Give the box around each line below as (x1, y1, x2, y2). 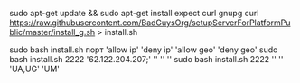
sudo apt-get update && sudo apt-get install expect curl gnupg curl (9, 8, 259, 18)
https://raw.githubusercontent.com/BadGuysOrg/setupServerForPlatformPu (9, 17, 291, 28)
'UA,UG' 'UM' (9, 63, 61, 74)
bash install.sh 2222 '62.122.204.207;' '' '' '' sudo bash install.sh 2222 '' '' (9, 54, 284, 64)
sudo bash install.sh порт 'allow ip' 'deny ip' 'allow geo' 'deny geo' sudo (9, 44, 278, 55)
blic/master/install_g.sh (9, 27, 96, 37)
